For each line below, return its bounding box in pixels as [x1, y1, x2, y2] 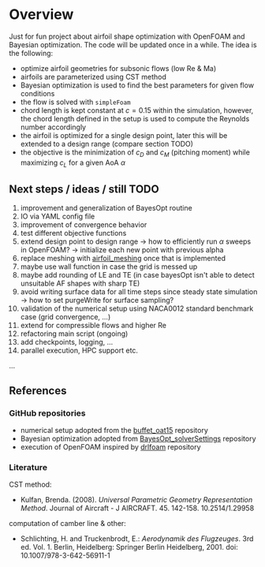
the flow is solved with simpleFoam [20, 97, 131, 106]
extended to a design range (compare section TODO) [20, 139, 194, 148]
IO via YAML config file [20, 211, 95, 222]
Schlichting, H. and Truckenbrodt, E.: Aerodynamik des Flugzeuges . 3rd [20, 534, 254, 543]
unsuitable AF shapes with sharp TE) [20, 278, 140, 289]
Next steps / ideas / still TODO [9, 182, 160, 196]
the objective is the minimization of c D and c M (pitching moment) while [20, 147, 251, 159]
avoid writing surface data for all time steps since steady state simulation [20, 287, 258, 297]
